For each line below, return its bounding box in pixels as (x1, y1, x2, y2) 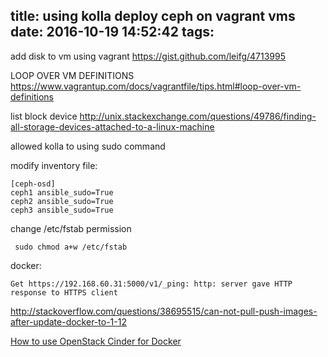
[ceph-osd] (10, 179, 56, 189)
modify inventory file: (10, 159, 98, 171)
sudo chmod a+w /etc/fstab (14, 242, 128, 252)
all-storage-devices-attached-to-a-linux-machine (10, 120, 215, 133)
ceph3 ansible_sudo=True (10, 205, 114, 215)
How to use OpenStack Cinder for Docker (10, 335, 182, 347)
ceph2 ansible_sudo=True (10, 196, 114, 206)
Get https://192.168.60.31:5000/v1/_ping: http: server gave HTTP (10, 279, 293, 289)
